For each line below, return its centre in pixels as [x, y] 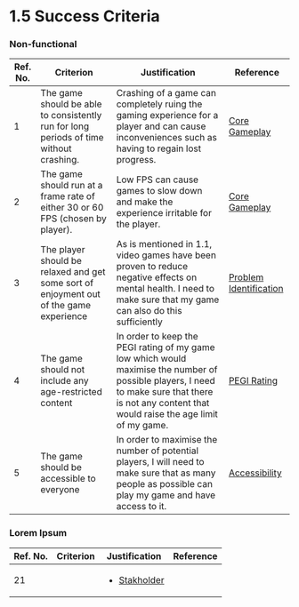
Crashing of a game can [166, 93]
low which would [151, 359]
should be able [71, 104]
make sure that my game [168, 300]
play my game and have [166, 495]
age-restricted [71, 392]
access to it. [141, 507]
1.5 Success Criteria [85, 16]
